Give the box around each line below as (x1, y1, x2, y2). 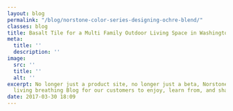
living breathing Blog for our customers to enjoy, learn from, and (13, 87, 216, 94)
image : (7, 55, 26, 62)
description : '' (13, 49, 60, 56)
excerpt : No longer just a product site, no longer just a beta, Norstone (7, 81, 228, 88)
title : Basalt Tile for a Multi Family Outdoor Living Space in (7, 29, 197, 37)
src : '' (13, 61, 36, 68)
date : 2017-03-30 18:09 (7, 94, 76, 101)
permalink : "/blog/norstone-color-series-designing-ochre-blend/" (7, 17, 203, 23)
